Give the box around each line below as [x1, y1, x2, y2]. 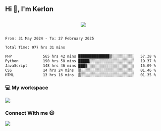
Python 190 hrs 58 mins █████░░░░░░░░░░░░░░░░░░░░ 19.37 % [5, 59, 156, 64]
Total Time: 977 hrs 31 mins [5, 45, 65, 50]
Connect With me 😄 [5, 109, 54, 116]
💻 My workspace [5, 85, 49, 91]
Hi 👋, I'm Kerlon [5, 5, 54, 13]
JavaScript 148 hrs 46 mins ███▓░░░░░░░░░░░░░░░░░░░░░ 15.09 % [5, 63, 156, 68]
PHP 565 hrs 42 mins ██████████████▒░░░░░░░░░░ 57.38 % [5, 54, 156, 59]
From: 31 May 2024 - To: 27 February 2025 [5, 36, 94, 41]
